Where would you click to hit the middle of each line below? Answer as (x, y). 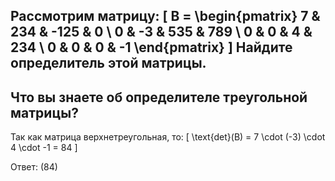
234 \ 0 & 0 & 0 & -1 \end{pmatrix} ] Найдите (151, 47)
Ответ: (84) (34, 167)
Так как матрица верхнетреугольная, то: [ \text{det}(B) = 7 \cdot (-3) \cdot (168, 137)
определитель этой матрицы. (108, 63)
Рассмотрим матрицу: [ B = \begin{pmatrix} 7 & (165, 16)
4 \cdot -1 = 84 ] (44, 148)
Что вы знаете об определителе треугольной (159, 97)
